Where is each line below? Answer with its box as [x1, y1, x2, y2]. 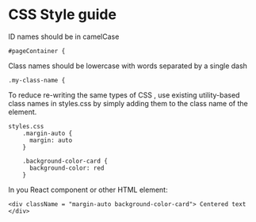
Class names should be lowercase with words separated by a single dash [8, 61, 248, 71]
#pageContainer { [8, 47, 66, 55]
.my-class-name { [8, 76, 66, 84]
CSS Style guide [8, 6, 117, 24]
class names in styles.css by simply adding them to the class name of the [8, 98, 248, 108]
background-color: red [29, 164, 105, 172]
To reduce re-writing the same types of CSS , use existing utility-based [8, 90, 240, 100]
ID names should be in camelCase [8, 32, 120, 41]
